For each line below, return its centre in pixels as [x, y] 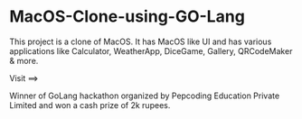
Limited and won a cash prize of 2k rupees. [90, 105]
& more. [24, 60]
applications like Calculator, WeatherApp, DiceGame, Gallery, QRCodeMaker [151, 50]
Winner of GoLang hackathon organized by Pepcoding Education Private [145, 96]
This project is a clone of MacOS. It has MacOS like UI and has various [141, 41]
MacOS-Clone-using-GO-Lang [127, 17]
